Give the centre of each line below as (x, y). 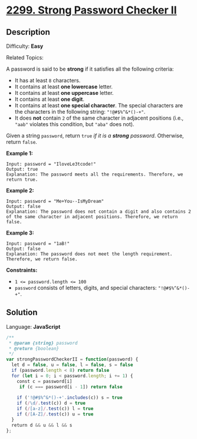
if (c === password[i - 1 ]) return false (71, 387)
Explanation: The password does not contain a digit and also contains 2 (99, 212)
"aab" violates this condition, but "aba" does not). (74, 124)
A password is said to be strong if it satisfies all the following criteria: (90, 69)
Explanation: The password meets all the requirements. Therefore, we (95, 174)
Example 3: (20, 233)
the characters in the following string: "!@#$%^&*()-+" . (80, 112)
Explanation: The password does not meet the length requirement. (89, 254)
